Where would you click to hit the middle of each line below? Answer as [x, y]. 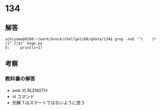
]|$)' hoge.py [28, 43]
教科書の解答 [20, 79]
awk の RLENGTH [30, 90]
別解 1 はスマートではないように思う [48, 102]
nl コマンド [23, 96]
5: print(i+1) [24, 48]
